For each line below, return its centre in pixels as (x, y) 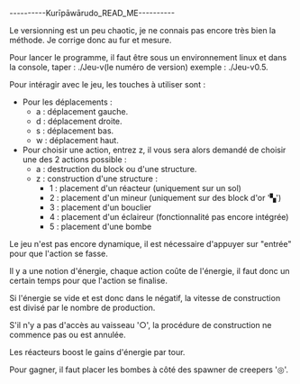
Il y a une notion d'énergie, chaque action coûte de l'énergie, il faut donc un (150, 271)
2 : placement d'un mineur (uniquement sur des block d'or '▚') (165, 198)
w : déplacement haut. (77, 140)
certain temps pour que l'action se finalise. (89, 280)
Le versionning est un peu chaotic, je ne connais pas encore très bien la (143, 30)
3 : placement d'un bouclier (100, 207)
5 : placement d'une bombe (100, 226)
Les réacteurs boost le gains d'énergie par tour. (97, 352)
